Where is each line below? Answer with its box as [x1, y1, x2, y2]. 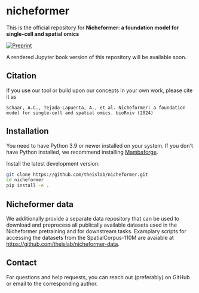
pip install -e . [6, 182, 50, 189]
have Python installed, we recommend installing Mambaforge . [6, 148, 158, 155]
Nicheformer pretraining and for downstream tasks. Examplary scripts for [6, 228, 187, 234]
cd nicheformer [6, 177, 44, 183]
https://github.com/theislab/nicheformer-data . [6, 240, 120, 248]
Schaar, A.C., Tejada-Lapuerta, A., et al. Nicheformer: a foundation [6, 105, 186, 111]
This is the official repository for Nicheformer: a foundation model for [6, 24, 179, 31]
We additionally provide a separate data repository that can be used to [6, 215, 180, 222]
